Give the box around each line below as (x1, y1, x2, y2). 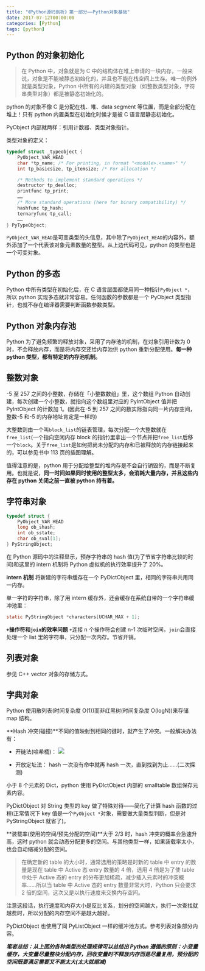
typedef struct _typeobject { (6, 149, 83, 155)
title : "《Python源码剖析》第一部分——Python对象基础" (6, 9, 130, 15)
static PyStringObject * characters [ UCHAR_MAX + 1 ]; (6, 613, 140, 620)
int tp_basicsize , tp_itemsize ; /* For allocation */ (17, 166, 156, 172)
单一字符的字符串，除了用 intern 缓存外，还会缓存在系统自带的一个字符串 (6, 594, 189, 601)
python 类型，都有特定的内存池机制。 (6, 353, 101, 361)
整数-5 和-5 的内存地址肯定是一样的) (6, 412, 97, 420)
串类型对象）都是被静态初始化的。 (21, 90, 107, 97)
